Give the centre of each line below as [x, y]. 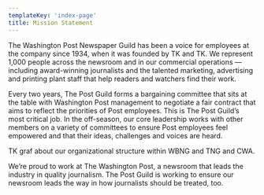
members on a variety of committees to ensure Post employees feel [118, 127]
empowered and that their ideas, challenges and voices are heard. [115, 135]
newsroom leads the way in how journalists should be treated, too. [116, 182]
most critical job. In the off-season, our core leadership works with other [126, 119]
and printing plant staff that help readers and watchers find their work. [122, 79]
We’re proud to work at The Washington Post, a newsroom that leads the [126, 166]
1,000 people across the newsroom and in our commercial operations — [125, 62]
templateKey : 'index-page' [52, 15]
